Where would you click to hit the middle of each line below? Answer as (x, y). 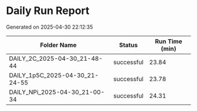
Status (128, 45)
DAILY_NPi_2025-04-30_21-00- (57, 92)
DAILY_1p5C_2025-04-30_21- (54, 75)
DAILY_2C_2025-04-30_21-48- (56, 58)
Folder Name (58, 45)
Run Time (169, 41)
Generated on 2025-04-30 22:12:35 (50, 27)
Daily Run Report (48, 11)
